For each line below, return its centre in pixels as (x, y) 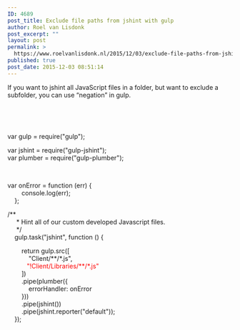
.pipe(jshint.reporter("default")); (68, 311)
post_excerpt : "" (33, 34)
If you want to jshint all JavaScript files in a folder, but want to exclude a (113, 87)
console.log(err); (46, 192)
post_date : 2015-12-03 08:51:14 (55, 67)
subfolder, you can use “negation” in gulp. (69, 95)
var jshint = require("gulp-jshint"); (57, 150)
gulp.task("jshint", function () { (59, 237)
